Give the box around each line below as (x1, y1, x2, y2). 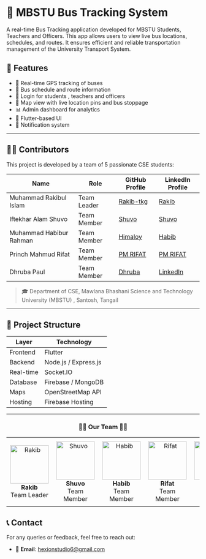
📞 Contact (6, 517, 43, 528)
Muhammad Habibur (9, 228, 69, 237)
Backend (9, 358, 35, 367)
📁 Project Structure (6, 320, 81, 330)
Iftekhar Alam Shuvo (9, 214, 68, 223)
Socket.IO (44, 368, 73, 377)
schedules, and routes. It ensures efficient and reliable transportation (6, 39, 181, 46)
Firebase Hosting (44, 398, 94, 407)
